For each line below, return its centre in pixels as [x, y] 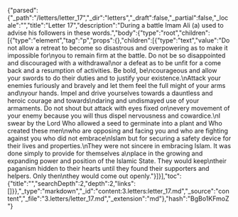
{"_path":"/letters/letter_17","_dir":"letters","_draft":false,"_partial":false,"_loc [118, 18]
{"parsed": [23, 10]
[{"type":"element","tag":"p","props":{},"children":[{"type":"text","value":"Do [119, 40]
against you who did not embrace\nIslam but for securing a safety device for [119, 138]
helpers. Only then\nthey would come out [68, 176]
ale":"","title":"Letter [37, 25]
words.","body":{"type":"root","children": [151, 33]
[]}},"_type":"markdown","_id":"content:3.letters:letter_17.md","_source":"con [118, 191]
